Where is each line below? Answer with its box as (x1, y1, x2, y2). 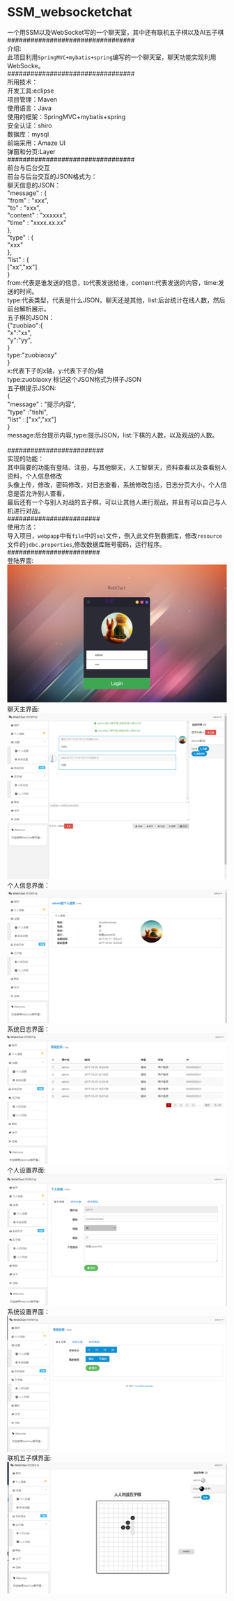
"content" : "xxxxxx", (7, 210, 68, 219)
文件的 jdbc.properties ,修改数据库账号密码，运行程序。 (7, 540, 166, 548)
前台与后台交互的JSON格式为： (7, 172, 97, 180)
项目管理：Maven (7, 95, 58, 103)
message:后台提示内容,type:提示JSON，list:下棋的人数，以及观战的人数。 (7, 431, 219, 439)
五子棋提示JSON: (7, 384, 57, 392)
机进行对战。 (7, 506, 44, 515)
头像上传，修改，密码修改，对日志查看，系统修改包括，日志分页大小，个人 (7, 480, 221, 488)
